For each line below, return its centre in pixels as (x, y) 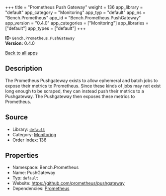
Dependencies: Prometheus (41, 189)
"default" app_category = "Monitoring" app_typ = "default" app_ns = (75, 12)
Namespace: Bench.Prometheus (45, 167)
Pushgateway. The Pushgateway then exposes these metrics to (70, 96)
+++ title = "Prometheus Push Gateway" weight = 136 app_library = (74, 7)
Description (24, 68)
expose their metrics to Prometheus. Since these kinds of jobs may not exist (83, 86)
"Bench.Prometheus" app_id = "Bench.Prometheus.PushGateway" (73, 18)
